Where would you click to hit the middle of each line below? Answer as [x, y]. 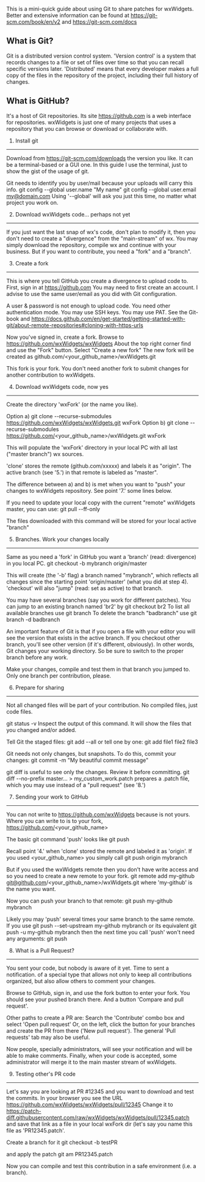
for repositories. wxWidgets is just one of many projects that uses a [91, 122]
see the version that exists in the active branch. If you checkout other [93, 638]
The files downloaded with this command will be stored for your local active [101, 521]
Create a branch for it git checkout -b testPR [62, 1142]
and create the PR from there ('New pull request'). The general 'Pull [91, 1030]
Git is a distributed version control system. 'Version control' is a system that [101, 56]
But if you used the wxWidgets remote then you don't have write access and [103, 869]
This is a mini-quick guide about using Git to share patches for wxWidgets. [100, 9]
